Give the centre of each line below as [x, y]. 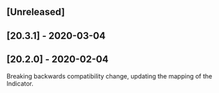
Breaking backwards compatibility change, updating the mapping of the [109, 76]
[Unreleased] [36, 12]
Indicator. [20, 83]
